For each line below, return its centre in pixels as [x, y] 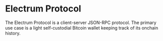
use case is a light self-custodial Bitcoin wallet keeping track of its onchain [82, 27]
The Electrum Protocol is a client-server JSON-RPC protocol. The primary [81, 22]
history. [13, 33]
